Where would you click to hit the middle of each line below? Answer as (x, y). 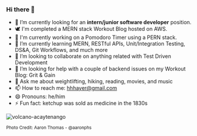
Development (31, 63)
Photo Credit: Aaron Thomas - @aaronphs (49, 128)
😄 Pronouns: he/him (40, 96)
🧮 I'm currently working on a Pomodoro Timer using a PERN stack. (96, 37)
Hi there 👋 (21, 9)
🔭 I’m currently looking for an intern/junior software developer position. (103, 22)
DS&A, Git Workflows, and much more (61, 50)
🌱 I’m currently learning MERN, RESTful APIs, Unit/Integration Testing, (100, 44)
